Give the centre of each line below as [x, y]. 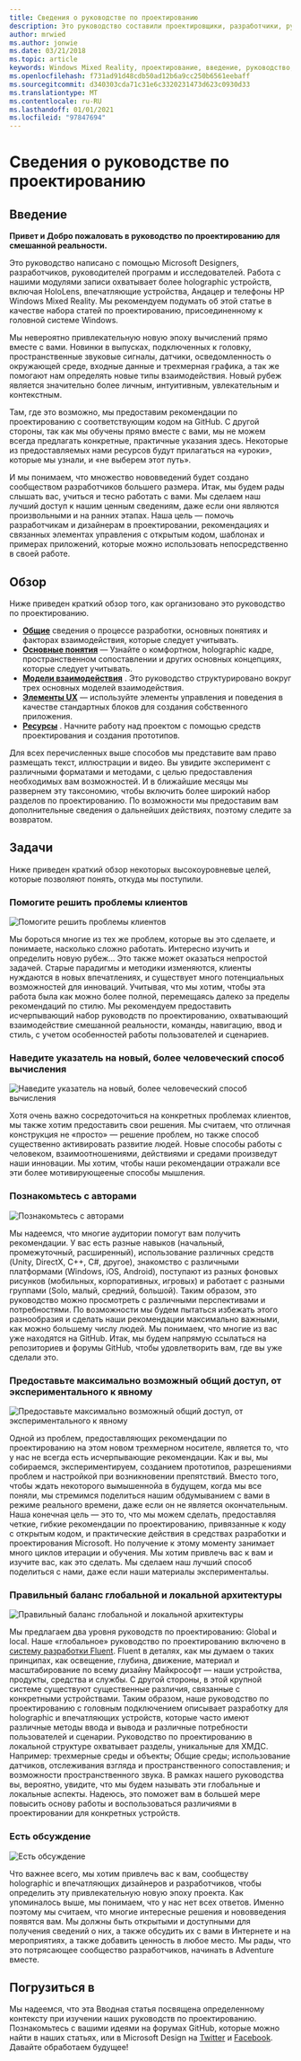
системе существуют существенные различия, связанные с [125, 1689]
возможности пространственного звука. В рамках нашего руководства [147, 1775]
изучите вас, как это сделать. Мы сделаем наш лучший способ [131, 1562]
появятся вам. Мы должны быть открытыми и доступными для [130, 1921]
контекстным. [36, 395]
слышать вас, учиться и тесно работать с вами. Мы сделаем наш [135, 497]
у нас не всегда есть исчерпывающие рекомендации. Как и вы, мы [139, 1457]
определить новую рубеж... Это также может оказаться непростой [138, 958]
